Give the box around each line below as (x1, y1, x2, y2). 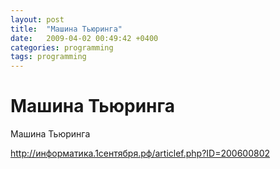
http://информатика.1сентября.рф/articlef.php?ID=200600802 (10, 147, 271, 160)
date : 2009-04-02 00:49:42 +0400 (10, 33, 159, 43)
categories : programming (10, 42, 114, 53)
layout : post (10, 14, 65, 25)
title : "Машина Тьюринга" (10, 24, 123, 34)
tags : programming (10, 52, 87, 62)
